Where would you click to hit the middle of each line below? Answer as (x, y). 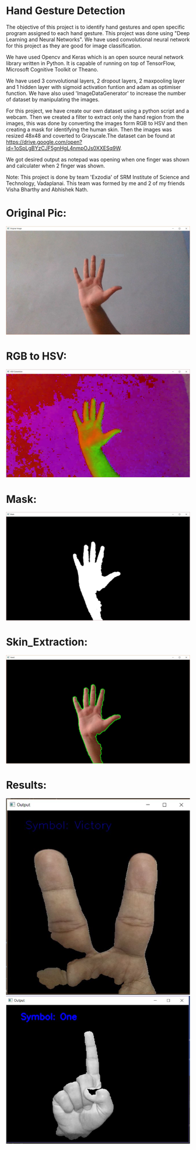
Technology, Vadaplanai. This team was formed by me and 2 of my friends (95, 183)
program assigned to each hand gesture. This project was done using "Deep (98, 33)
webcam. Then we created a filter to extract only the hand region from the (95, 117)
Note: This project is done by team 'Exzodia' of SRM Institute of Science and (98, 177)
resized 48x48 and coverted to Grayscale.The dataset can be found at (90, 135)
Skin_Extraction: (47, 642)
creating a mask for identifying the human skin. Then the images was (89, 129)
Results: (26, 785)
